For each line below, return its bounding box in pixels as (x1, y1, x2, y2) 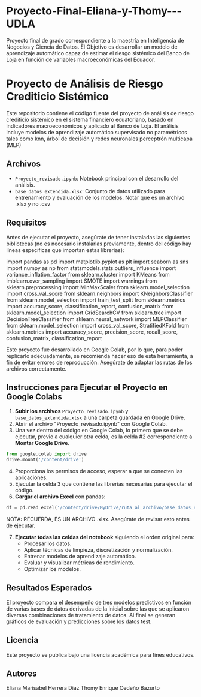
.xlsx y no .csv (14, 200, 51, 208)
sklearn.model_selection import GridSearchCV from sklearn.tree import (6, 309, 181, 316)
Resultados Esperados (6, 583, 92, 593)
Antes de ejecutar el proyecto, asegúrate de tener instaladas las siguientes (6, 233, 190, 241)
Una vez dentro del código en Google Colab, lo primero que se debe (14, 427, 184, 434)
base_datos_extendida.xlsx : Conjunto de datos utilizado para (14, 187, 166, 194)
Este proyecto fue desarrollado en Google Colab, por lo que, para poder (6, 346, 184, 353)
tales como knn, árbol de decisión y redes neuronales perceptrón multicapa (6, 135, 193, 142)
